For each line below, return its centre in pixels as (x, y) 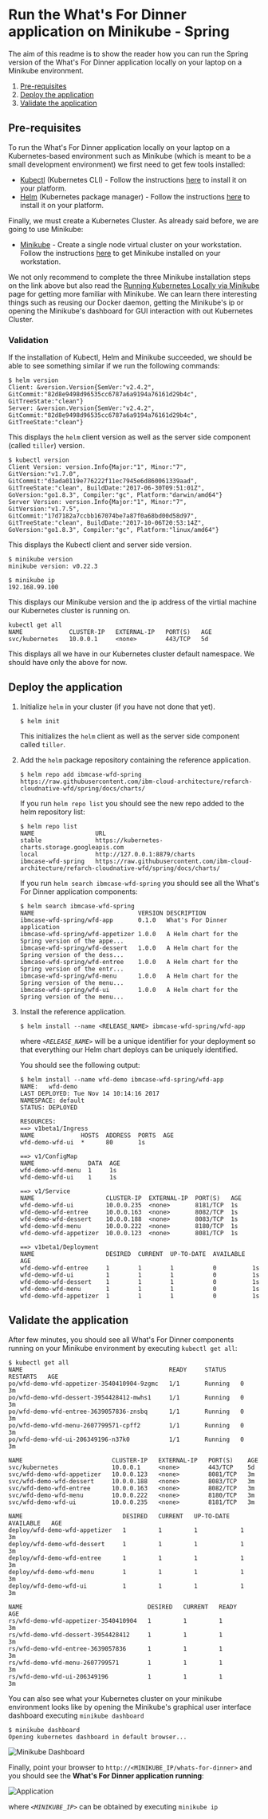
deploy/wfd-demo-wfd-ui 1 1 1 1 (126, 1586)
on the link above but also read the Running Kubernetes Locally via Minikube (134, 285)
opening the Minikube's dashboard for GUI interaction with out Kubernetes (131, 311)
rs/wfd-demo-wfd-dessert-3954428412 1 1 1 (116, 1635)
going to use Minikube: (46, 229)
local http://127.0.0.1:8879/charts (107, 854)
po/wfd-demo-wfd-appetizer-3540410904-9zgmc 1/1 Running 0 (126, 1384)
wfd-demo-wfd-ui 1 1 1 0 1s (140, 1275)
